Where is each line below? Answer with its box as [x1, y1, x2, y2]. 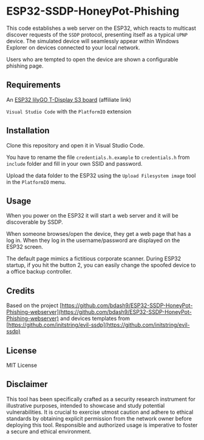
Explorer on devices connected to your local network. [6, 44, 141, 51]
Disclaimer [6, 379, 48, 389]
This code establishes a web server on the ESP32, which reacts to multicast [6, 24, 196, 32]
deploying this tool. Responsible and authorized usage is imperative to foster [6, 421, 198, 428]
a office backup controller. [6, 268, 72, 275]
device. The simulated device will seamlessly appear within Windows [6, 37, 179, 44]
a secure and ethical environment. [6, 428, 92, 435]
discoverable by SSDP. [6, 218, 64, 226]
